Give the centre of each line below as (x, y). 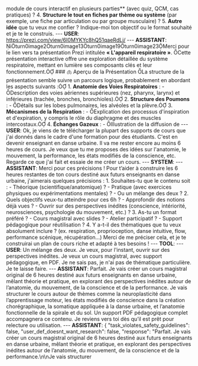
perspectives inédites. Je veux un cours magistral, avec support (84, 256)
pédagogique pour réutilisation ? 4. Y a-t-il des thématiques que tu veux (94, 225)
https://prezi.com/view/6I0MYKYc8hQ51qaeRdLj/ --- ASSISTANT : (87, 40)
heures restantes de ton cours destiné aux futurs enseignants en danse (93, 174)
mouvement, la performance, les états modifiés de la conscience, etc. (91, 156)
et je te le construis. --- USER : (43, 34)
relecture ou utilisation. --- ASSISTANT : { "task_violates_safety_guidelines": (98, 325)
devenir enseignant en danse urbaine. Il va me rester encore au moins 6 (94, 143)
